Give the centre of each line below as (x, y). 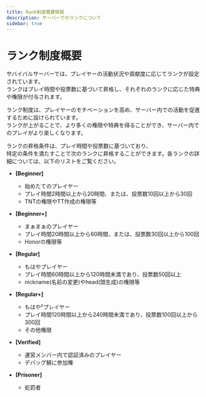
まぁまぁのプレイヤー (51, 226)
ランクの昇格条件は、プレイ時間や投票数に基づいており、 (79, 146)
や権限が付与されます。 (36, 97)
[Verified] (28, 342)
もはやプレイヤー (46, 267)
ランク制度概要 (44, 56)
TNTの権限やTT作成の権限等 (61, 202)
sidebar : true (25, 23)
